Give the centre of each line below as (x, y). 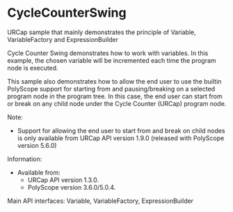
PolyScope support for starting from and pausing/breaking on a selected (111, 89)
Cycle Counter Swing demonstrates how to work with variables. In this (108, 53)
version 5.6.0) (37, 145)
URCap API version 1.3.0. (63, 180)
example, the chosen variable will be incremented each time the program (112, 60)
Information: (25, 159)
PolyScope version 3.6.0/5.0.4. (72, 187)
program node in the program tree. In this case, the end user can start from (115, 96)
